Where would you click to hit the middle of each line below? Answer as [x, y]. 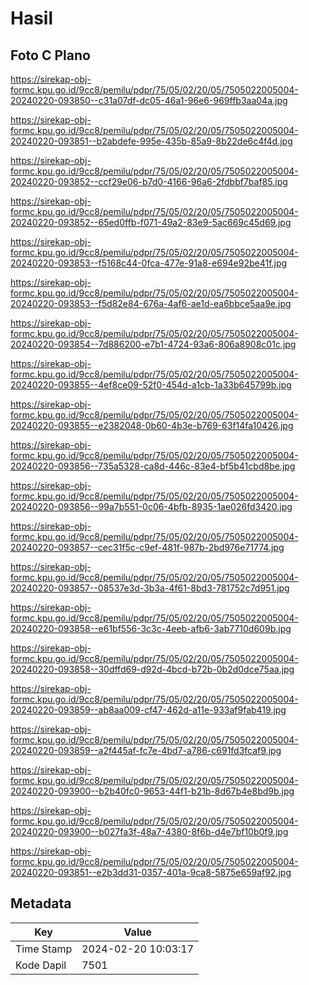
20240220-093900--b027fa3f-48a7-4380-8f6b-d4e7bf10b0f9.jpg [149, 831]
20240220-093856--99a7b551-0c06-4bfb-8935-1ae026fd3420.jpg [151, 506]
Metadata [41, 903]
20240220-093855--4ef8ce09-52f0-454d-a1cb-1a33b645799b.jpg [151, 385]
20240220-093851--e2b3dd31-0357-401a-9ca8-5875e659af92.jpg [151, 872]
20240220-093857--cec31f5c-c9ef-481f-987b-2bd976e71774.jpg [147, 547]
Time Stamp [44, 949]
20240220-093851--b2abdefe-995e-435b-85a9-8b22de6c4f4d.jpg [151, 141]
